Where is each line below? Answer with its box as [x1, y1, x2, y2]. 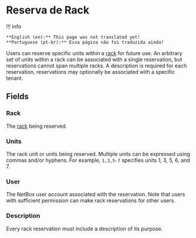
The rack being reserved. [6, 123, 67, 130]
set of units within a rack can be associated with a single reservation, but [6, 56, 183, 63]
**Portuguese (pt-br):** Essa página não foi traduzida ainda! [6, 39, 164, 45]
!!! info [6, 23, 22, 30]
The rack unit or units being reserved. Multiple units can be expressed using [6, 150, 191, 157]
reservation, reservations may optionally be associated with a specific [6, 68, 175, 75]
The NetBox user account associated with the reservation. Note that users [6, 191, 185, 198]
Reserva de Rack [6, 4, 90, 17]
